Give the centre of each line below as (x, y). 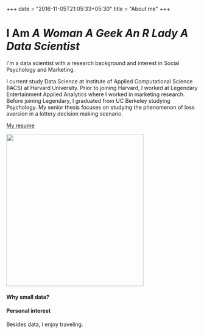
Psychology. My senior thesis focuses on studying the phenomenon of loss (100, 107)
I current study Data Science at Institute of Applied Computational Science (100, 81)
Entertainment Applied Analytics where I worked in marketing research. (96, 94)
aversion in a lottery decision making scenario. (65, 113)
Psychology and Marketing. (40, 69)
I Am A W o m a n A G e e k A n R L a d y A (97, 33)
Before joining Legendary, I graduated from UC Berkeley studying (88, 100)
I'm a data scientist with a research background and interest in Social (93, 63)
